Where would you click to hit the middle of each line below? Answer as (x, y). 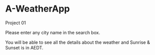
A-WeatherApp (38, 9)
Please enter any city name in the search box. (53, 32)
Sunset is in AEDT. (24, 47)
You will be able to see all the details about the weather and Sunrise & (78, 42)
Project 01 (16, 23)
